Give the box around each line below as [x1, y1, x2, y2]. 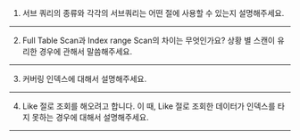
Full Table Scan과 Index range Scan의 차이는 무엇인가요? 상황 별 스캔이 [21, 35, 276, 45]
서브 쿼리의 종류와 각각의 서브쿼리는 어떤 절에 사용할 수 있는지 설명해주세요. [21, 8, 285, 18]
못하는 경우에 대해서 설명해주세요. [31, 112, 149, 122]
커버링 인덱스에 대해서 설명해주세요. [21, 74, 147, 84]
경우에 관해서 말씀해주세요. [38, 46, 132, 56]
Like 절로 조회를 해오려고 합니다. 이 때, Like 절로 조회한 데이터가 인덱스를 [21, 101, 276, 111]
